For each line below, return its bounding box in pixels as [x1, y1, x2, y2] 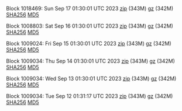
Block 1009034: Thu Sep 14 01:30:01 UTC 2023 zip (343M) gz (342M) [6, 58, 176, 64]
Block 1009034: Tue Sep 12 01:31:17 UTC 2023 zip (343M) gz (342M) [6, 93, 173, 99]
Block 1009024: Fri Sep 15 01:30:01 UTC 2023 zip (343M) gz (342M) [6, 40, 171, 47]
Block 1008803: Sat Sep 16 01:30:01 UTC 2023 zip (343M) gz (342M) [6, 23, 174, 29]
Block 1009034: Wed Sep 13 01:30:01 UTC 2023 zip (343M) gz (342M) [6, 75, 177, 82]
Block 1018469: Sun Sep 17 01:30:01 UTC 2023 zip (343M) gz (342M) [6, 5, 174, 12]
